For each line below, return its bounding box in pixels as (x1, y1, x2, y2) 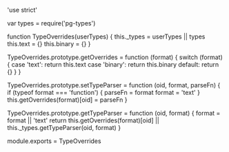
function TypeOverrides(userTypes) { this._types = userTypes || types (7, 32, 206, 41)
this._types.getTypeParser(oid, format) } (7, 124, 121, 131)
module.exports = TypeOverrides (7, 137, 101, 145)
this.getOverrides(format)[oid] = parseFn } (7, 96, 128, 104)
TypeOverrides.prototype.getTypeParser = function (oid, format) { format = (7, 109, 221, 117)
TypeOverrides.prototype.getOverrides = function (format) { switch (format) (7, 53, 223, 61)
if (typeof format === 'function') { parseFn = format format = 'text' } (7, 89, 200, 96)
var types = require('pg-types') (7, 19, 96, 27)
